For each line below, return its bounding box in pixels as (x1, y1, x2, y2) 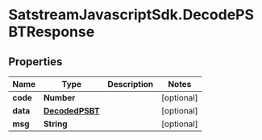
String (43, 118, 68, 130)
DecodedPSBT (43, 105, 100, 116)
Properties (8, 55, 63, 68)
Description (107, 79, 154, 89)
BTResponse (8, 23, 95, 41)
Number (43, 93, 76, 103)
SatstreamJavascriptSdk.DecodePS (8, 6, 255, 24)
